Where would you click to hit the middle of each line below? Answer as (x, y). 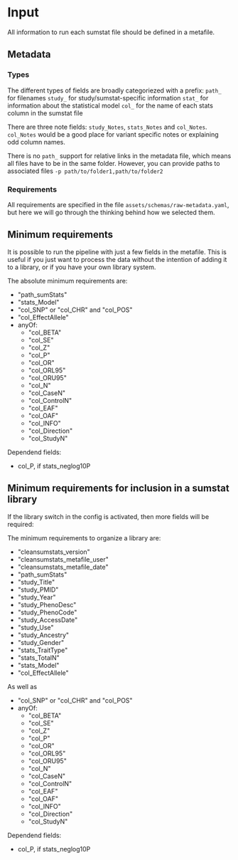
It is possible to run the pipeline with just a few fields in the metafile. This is (117, 252)
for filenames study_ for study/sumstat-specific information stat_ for (108, 98)
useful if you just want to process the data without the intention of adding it (117, 259)
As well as (22, 686)
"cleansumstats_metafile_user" (63, 559)
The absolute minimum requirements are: (67, 280)
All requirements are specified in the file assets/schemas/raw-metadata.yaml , (118, 204)
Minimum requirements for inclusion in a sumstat (118, 488)
